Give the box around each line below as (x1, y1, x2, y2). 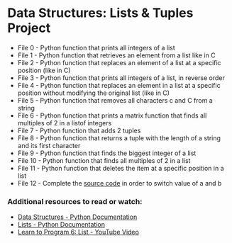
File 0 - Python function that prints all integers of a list (17, 43, 175, 52)
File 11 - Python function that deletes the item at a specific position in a (17, 164, 225, 172)
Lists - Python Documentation (17, 220, 105, 229)
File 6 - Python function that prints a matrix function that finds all (17, 111, 207, 120)
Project (7, 20, 51, 36)
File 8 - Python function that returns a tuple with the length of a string (17, 133, 221, 142)
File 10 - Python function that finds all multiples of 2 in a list (17, 156, 191, 164)
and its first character (17, 141, 81, 149)
